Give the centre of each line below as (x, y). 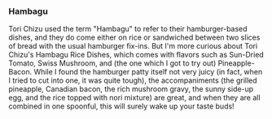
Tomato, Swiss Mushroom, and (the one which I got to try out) (112, 63)
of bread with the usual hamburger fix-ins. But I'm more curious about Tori (133, 46)
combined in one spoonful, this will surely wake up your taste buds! (121, 106)
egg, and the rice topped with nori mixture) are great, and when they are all (134, 98)
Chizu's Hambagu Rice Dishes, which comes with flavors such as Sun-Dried (136, 55)
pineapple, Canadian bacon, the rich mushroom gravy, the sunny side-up (131, 89)
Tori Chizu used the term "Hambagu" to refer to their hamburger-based (128, 29)
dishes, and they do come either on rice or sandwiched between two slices (134, 37)
